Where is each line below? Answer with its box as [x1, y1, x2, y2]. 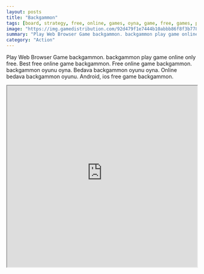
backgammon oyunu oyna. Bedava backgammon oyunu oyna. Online [6, 67, 177, 73]
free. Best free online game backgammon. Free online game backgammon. [6, 60, 192, 67]
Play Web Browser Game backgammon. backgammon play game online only [6, 54, 196, 60]
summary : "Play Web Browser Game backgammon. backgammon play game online [6, 31, 199, 38]
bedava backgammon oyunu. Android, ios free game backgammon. [6, 73, 174, 80]
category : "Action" [6, 37, 56, 43]
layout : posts [6, 8, 42, 15]
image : [6, 25, 23, 32]
